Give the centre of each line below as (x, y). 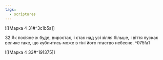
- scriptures (23, 14)
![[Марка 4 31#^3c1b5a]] (30, 28)
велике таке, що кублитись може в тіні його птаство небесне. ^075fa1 (78, 42)
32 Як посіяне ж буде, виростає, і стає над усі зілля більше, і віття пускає (82, 38)
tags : (10, 10)
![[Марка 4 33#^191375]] (30, 52)
